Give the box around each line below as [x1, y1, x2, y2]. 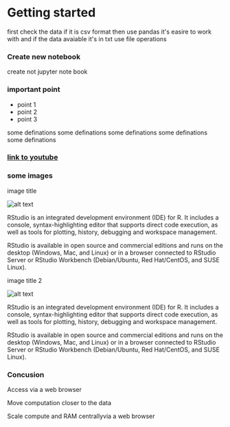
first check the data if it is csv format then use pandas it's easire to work [7, 27, 211, 36]
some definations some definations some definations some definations [7, 128, 208, 137]
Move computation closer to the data [7, 399, 112, 407]
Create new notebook [7, 51, 81, 61]
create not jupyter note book [7, 67, 88, 76]
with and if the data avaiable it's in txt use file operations [7, 34, 167, 43]
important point [7, 84, 60, 94]
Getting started [7, 5, 96, 21]
